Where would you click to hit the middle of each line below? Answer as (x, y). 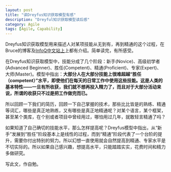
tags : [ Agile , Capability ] (34, 29)
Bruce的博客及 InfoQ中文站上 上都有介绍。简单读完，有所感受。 (71, 51)
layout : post (19, 10)
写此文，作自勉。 (23, 164)
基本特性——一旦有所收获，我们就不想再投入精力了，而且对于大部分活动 (81, 87)
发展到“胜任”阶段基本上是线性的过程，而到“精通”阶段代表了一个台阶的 (85, 134)
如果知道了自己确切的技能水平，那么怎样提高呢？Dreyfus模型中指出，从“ (81, 128)
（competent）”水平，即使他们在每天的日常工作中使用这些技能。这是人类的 (84, 81)
